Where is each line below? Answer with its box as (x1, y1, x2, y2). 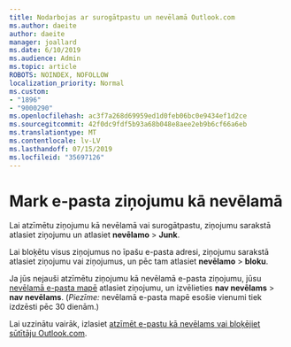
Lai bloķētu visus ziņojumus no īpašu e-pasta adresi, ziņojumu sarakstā (9, 247, 270, 258)
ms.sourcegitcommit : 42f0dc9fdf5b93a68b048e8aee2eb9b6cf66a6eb (9, 120, 248, 129)
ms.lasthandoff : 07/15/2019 (9, 144, 113, 153)
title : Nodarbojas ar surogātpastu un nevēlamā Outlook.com (9, 12, 236, 22)
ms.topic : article (9, 63, 77, 72)
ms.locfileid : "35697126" (9, 152, 104, 162)
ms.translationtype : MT (9, 128, 97, 137)
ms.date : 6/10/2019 (9, 46, 81, 55)
